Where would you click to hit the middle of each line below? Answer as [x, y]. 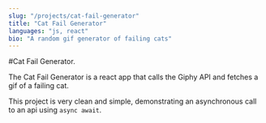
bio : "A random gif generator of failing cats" [90, 38]
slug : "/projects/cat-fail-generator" [74, 16]
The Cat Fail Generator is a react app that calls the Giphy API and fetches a [133, 77]
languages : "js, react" [49, 31]
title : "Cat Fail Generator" [58, 23]
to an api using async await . [55, 110]
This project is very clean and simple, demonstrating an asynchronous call [133, 101]
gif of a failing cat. [39, 86]
